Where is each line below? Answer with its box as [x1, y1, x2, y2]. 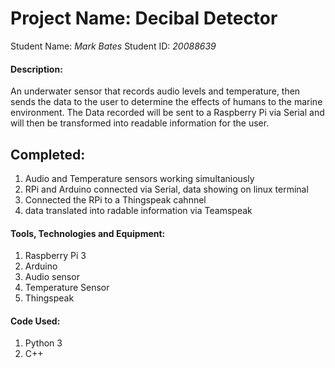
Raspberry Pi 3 [24, 250, 87, 262]
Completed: [10, 146, 86, 163]
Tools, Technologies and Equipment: [10, 227, 166, 239]
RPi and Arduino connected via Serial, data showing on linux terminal [24, 183, 309, 195]
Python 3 [24, 337, 63, 349]
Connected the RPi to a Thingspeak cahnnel [24, 193, 207, 206]
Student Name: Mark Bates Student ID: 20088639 [10, 40, 217, 52]
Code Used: [10, 315, 61, 327]
